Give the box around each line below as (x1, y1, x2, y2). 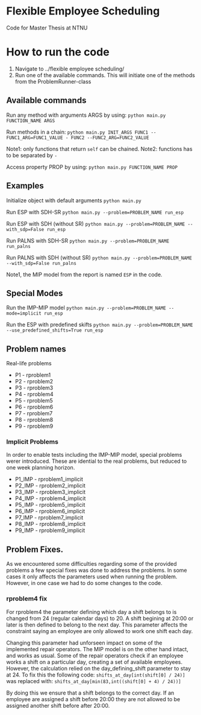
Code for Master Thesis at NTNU (6, 24, 88, 31)
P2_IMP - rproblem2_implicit (14, 482, 86, 489)
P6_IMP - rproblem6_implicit (14, 507, 85, 515)
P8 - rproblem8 (14, 416, 54, 424)
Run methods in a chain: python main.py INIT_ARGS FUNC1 (6, 128, 149, 135)
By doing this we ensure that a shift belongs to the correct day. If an (6, 689, 175, 696)
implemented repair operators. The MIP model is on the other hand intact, (6, 645, 188, 652)
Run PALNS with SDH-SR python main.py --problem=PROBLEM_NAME (6, 237, 170, 244)
